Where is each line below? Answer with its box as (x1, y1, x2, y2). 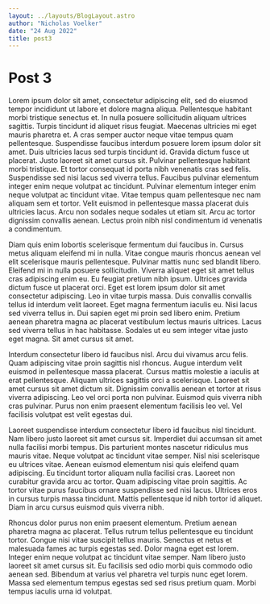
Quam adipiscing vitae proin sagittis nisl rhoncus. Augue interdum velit (8, 358, 243, 368)
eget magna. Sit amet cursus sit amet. (8, 334, 135, 344)
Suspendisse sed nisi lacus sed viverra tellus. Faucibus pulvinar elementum (8, 173, 260, 182)
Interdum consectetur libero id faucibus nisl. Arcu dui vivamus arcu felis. (8, 350, 248, 360)
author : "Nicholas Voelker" (8, 19, 103, 27)
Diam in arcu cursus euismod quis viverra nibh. (8, 502, 164, 512)
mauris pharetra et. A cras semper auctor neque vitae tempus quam (8, 130, 234, 140)
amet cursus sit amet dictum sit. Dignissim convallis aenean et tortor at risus (8, 384, 262, 394)
